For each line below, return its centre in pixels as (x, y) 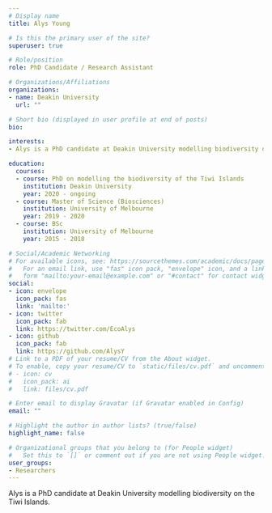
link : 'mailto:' (43, 306)
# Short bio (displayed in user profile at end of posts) (108, 119)
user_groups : (30, 463)
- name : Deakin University (54, 97)
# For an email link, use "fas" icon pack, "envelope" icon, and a (128, 269)
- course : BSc (39, 224)
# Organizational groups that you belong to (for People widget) (121, 447)
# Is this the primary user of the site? (79, 38)
